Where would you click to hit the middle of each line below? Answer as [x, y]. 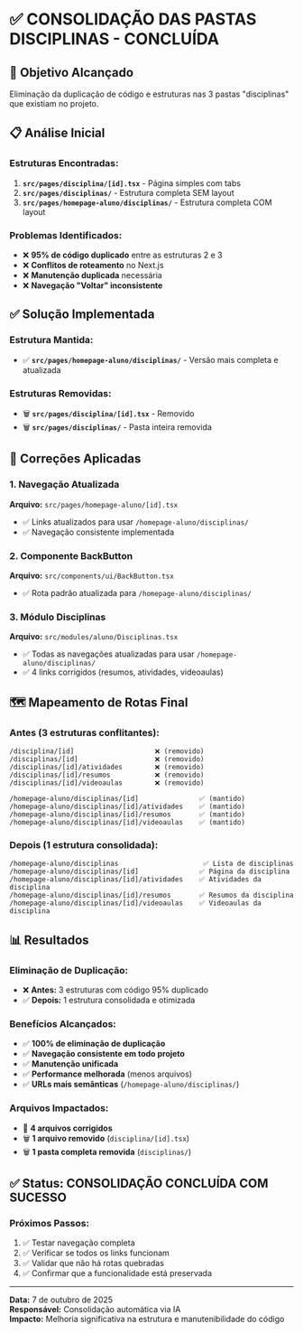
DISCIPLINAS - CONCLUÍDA [114, 39]
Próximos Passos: [50, 1223]
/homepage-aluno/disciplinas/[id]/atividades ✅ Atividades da [135, 880]
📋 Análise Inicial [57, 133]
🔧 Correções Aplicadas [75, 459]
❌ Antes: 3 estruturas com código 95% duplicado [115, 990]
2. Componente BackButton [71, 555]
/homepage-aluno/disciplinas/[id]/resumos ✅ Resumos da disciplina [152, 895]
